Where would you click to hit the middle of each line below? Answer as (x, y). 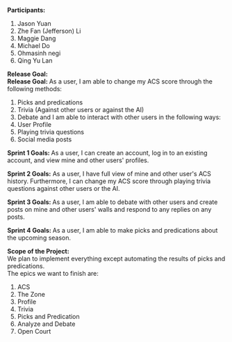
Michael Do (33, 46)
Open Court (34, 331)
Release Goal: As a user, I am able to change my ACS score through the (110, 81)
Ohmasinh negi (39, 53)
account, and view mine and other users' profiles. (78, 160)
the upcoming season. (39, 238)
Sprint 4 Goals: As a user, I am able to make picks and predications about (113, 230)
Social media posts (44, 139)
